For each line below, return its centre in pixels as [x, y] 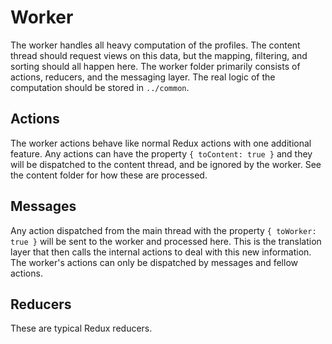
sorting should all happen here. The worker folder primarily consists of [155, 66]
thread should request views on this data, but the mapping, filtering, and [159, 55]
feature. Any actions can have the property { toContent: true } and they [161, 153]
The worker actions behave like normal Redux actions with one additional [161, 143]
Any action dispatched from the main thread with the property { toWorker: [163, 230]
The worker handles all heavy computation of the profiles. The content [155, 45]
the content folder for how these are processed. [109, 175]
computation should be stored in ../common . [100, 87]
